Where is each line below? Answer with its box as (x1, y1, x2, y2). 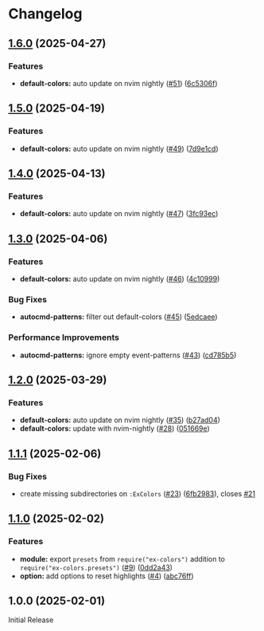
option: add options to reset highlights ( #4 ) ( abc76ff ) (19, 571, 194, 581)
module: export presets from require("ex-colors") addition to (19, 554, 225, 563)
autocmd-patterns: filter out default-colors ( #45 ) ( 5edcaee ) (19, 312, 218, 321)
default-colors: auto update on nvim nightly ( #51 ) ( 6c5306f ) (19, 78, 218, 88)
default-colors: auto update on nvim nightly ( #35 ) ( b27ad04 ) (19, 416, 221, 425)
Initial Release (8, 615, 54, 625)
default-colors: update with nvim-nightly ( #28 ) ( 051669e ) (19, 424, 211, 433)
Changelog (8, 5, 83, 23)
